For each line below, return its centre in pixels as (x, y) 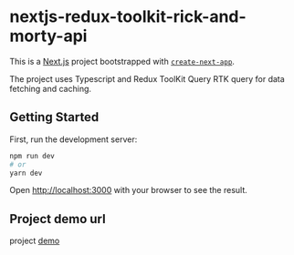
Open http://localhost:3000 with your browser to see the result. (129, 190)
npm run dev (32, 156)
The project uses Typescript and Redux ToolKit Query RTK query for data (147, 78)
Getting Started (54, 117)
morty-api (48, 36)
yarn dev (26, 173)
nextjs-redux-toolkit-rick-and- (128, 17)
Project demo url (58, 219)
